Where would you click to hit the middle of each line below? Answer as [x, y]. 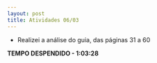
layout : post [26, 13]
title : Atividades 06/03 [43, 20]
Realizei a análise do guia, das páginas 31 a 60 [84, 39]
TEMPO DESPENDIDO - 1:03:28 [53, 53]
